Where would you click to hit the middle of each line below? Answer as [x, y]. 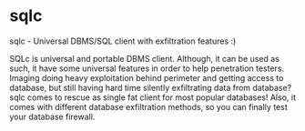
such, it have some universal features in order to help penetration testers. [147, 68]
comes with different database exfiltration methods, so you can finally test [149, 106]
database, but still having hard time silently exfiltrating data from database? [151, 87]
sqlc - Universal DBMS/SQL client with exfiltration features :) [123, 41]
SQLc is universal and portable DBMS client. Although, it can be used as [145, 58]
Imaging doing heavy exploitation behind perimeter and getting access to [147, 77]
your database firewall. [52, 116]
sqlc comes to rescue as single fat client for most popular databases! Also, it [152, 97]
